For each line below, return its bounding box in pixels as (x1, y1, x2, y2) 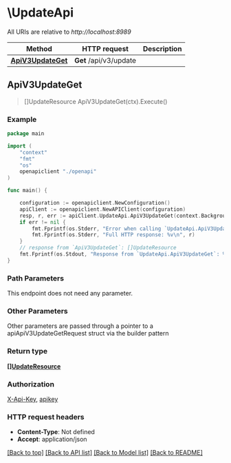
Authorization (7, 379, 55, 389)
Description (142, 43, 182, 53)
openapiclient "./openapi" (19, 168, 97, 175)
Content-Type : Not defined (16, 428, 95, 436)
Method (26, 43, 53, 53)
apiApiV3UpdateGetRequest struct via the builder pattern (7, 329, 169, 338)
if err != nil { (19, 218, 67, 225)
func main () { (7, 187, 48, 194)
